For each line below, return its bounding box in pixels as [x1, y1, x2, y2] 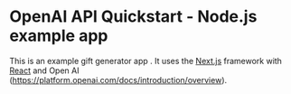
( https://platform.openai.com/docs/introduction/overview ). [9, 74, 228, 85]
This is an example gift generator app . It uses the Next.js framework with [9, 55, 283, 66]
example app [9, 25, 108, 46]
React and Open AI [9, 65, 80, 76]
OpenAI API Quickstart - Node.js [9, 6, 258, 27]
